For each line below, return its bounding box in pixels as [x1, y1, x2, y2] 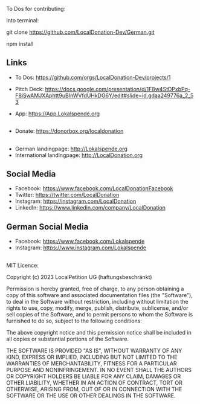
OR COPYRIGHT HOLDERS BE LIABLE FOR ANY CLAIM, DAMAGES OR [6, 373, 181, 380]
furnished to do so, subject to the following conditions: [6, 317, 142, 324]
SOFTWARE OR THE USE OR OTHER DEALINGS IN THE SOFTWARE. [6, 392, 176, 399]
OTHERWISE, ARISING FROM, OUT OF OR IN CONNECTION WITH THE [6, 385, 182, 393]
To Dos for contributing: [6, 5, 66, 12]
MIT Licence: [6, 261, 39, 269]
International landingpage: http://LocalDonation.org [15, 151, 143, 159]
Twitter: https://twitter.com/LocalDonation [15, 191, 120, 199]
